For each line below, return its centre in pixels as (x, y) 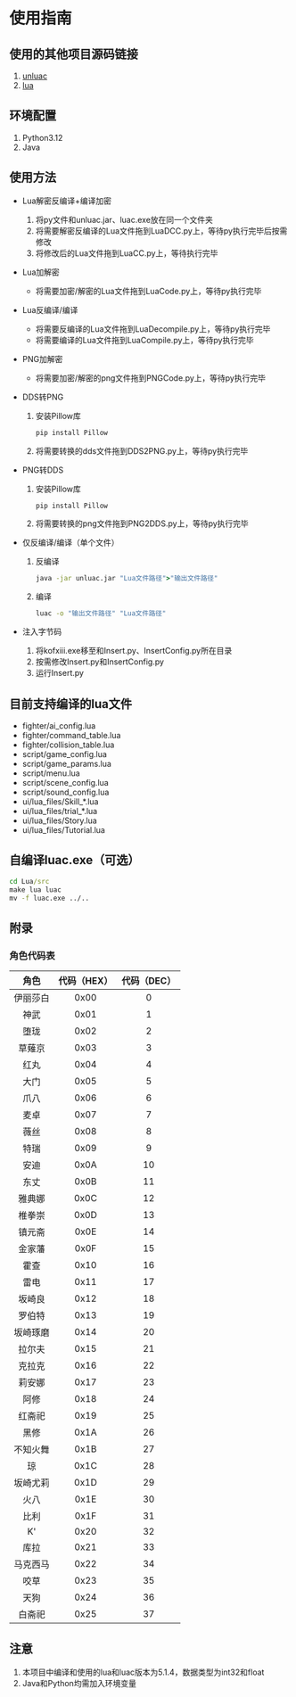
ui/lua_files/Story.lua (60, 820)
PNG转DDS (43, 470)
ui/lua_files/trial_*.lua (60, 811)
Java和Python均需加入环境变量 (79, 1683)
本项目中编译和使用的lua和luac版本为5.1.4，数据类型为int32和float (143, 1672)
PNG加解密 (42, 358)
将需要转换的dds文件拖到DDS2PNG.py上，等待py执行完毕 (142, 450)
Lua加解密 (41, 272)
